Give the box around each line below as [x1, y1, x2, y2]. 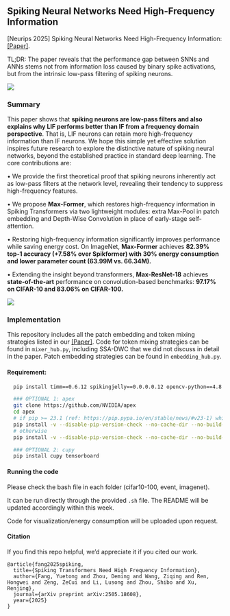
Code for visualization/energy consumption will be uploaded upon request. [7, 517, 218, 525]
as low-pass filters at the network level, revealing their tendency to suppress [7, 180, 223, 188]
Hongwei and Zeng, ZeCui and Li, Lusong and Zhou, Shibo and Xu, [7, 579, 197, 586]
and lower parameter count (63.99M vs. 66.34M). [7, 257, 152, 265]
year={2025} [13, 597, 48, 604]
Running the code [7, 467, 59, 475]
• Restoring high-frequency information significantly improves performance [7, 235, 220, 244]
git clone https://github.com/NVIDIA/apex [13, 402, 136, 409]
